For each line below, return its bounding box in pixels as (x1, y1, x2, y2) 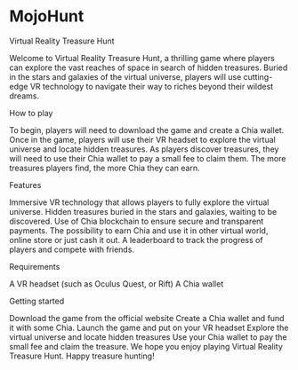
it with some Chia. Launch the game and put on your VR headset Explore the (9, 322, 289, 333)
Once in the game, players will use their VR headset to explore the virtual (9, 134, 276, 145)
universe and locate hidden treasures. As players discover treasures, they (9, 144, 279, 154)
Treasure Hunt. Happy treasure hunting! (9, 350, 155, 361)
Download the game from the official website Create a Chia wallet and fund (9, 312, 285, 323)
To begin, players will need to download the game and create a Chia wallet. (9, 124, 285, 135)
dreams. (9, 91, 40, 101)
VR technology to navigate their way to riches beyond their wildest (29, 81, 274, 91)
